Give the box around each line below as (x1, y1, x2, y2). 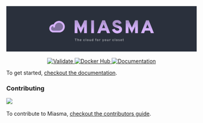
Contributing (6, 84, 45, 92)
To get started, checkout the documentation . (6, 69, 118, 76)
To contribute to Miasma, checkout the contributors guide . (6, 110, 152, 117)
